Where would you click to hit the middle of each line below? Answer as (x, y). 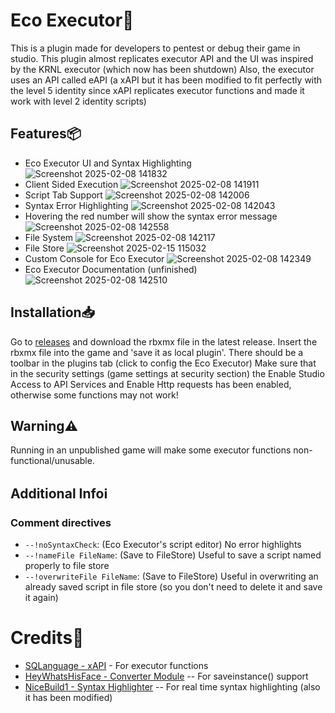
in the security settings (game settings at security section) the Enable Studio (167, 373)
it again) (41, 598)
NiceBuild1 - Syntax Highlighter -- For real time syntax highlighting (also (172, 687)
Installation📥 (53, 312)
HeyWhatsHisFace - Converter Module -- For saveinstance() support (166, 676)
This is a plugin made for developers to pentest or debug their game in (155, 48)
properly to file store (67, 566)
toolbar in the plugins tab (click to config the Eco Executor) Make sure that (163, 363)
